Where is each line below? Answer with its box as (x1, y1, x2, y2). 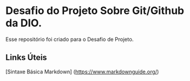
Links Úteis (5, 52, 48, 62)
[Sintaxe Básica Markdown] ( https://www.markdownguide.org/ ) (5, 68, 159, 75)
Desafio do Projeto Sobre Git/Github (5, 4, 185, 17)
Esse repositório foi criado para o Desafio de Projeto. (5, 36, 134, 43)
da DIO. (5, 16, 42, 30)
